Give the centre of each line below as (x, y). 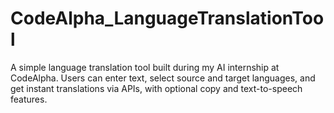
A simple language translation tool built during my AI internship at (145, 67)
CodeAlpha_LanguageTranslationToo (167, 18)
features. (29, 99)
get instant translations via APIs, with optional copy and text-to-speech (156, 88)
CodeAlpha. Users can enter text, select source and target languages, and (163, 78)
